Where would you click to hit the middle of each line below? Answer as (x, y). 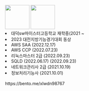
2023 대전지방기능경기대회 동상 (41, 39)
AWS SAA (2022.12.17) (34, 45)
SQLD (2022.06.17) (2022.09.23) (44, 61)
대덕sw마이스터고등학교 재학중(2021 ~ (48, 33)
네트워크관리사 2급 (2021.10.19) (41, 67)
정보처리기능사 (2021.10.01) (37, 73)
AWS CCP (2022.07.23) (35, 50)
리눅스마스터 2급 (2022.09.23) (41, 56)
